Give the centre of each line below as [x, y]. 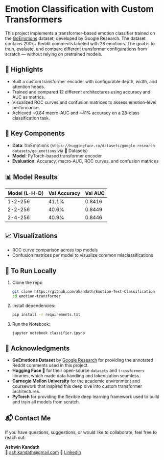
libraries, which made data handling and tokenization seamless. [76, 376]
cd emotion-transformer [36, 296]
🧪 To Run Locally [31, 271]
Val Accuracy [64, 193]
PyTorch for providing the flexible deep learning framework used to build [86, 397]
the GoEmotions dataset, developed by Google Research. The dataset [75, 38]
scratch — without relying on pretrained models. [54, 54]
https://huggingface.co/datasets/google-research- [104, 146]
